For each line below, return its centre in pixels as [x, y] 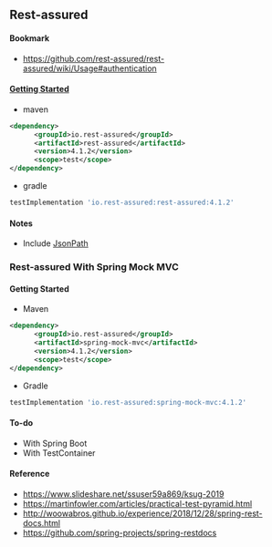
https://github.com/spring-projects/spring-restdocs [120, 532]
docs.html [42, 522]
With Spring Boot [55, 443]
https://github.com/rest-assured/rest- [94, 58]
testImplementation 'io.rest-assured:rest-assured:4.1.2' [122, 203]
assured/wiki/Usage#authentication [89, 68]
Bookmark [30, 38]
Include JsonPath [55, 243]
